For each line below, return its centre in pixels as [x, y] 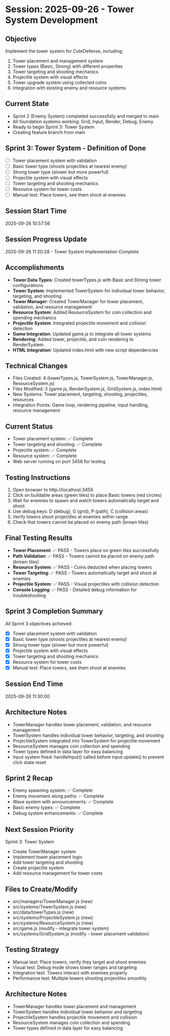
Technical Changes [36, 366]
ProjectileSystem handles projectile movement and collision [75, 1017]
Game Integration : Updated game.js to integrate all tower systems [82, 334]
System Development [52, 20]
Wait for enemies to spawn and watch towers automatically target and [86, 500]
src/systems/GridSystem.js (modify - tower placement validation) [81, 934]
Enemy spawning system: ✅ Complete [53, 790]
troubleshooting [29, 595]
